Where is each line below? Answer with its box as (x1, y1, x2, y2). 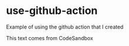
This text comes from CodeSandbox (6, 34, 94, 41)
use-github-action (6, 4, 98, 17)
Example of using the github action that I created (6, 23, 124, 30)
